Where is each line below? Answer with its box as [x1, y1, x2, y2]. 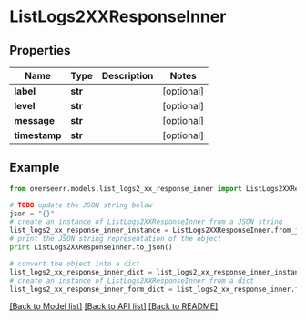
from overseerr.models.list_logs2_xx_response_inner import [9, 184, 243, 193]
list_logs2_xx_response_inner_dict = [9, 267, 153, 276]
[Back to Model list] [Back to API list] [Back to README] [9, 301, 219, 312]
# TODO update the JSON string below [9, 200, 153, 210]
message [14, 115, 55, 126]
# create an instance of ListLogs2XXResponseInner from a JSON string [9, 217, 283, 226]
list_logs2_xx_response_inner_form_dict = [9, 285, 173, 294]
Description [101, 70, 154, 82]
